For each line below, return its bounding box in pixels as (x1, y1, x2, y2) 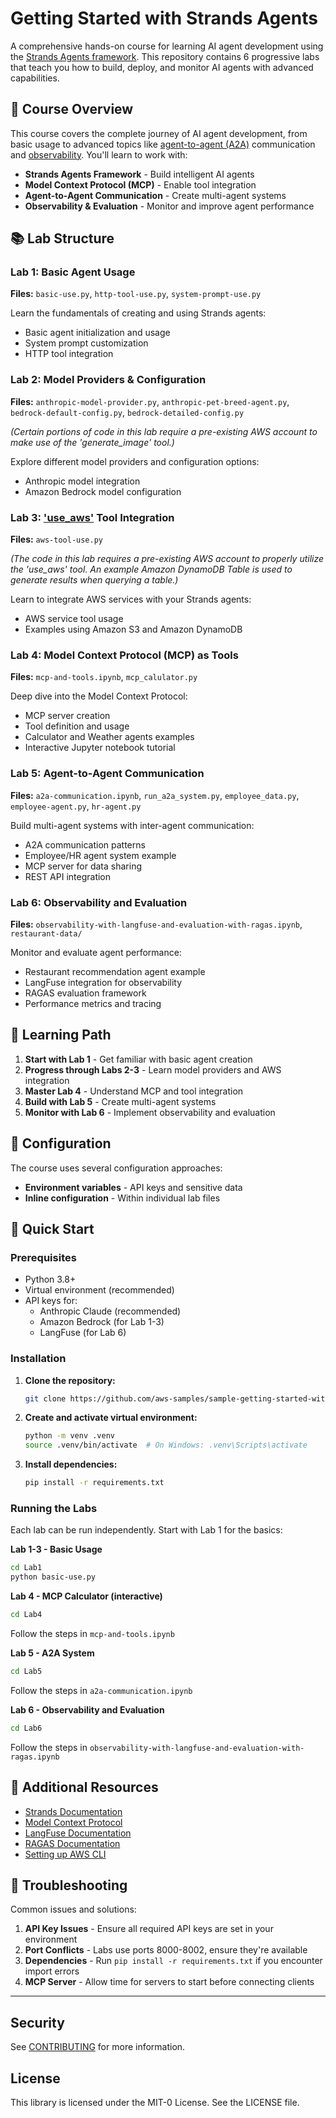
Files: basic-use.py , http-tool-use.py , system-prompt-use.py (10, 288, 262, 300)
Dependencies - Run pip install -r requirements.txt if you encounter (24, 1955, 323, 1967)
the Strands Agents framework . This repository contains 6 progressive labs (10, 50, 320, 62)
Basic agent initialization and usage (24, 327, 171, 339)
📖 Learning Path (10, 1027, 112, 1044)
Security (10, 2014, 65, 2031)
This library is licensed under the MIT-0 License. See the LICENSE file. (10, 2096, 300, 2108)
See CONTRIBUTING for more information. (10, 2041, 186, 2053)
